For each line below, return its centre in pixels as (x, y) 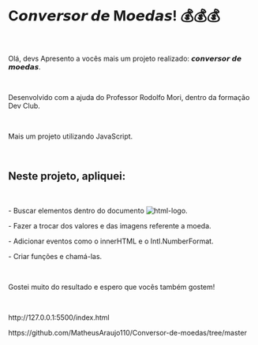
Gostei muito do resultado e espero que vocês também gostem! (112, 287)
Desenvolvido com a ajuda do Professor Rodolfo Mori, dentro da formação (129, 97)
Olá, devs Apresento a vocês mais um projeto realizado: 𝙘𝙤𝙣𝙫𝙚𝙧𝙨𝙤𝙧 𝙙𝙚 (125, 58)
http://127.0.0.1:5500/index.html (59, 317)
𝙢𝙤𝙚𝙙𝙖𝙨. (24, 67)
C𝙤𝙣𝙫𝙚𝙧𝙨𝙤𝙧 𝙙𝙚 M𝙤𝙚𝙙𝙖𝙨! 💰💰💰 (114, 16)
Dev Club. (24, 106)
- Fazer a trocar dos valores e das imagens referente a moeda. (110, 225)
